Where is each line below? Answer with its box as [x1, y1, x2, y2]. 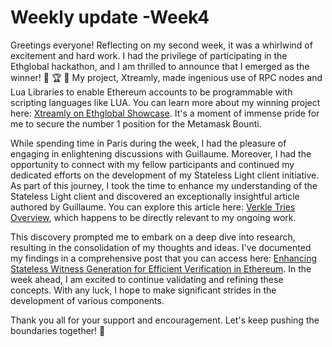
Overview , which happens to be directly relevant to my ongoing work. [10, 211, 297, 223]
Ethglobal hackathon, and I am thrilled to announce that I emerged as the [10, 60, 310, 72]
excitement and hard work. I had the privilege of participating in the [10, 49, 288, 61]
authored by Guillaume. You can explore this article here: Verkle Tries [10, 201, 296, 213]
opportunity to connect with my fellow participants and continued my [10, 158, 295, 170]
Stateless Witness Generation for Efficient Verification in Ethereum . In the [10, 262, 312, 275]
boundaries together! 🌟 [10, 324, 106, 336]
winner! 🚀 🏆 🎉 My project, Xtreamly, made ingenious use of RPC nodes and [10, 71, 323, 83]
